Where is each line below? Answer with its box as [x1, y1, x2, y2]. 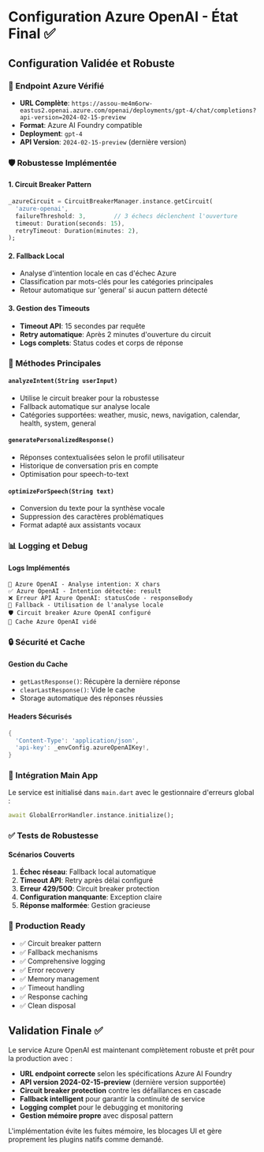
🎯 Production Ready [8, 921, 86, 932]
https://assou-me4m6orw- [71, 99, 154, 107]
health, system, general [19, 418, 96, 428]
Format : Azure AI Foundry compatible [19, 120, 143, 129]
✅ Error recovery [19, 965, 75, 974]
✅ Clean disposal [19, 1000, 76, 1010]
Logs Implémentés [8, 563, 71, 572]
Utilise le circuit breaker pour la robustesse [19, 393, 159, 403]
